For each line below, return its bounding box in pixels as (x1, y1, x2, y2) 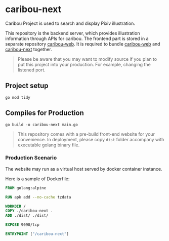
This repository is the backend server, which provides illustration (5, 30, 140, 36)
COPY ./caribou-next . (5, 209, 53, 214)
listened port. (17, 67, 46, 73)
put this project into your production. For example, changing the (17, 61, 151, 67)
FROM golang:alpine (5, 185, 47, 190)
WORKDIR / (5, 204, 26, 209)
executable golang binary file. (17, 142, 80, 148)
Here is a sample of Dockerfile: (5, 176, 70, 182)
